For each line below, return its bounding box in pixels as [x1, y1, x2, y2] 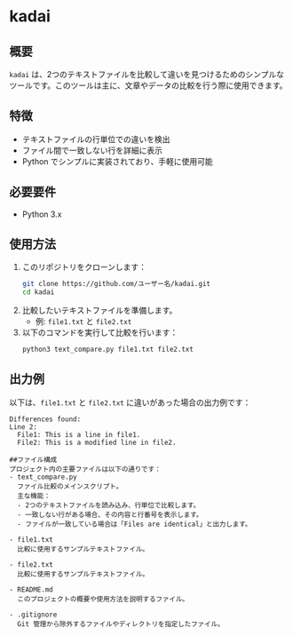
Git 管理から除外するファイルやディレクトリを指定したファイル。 [17, 619, 225, 628]
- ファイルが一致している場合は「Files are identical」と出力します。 [17, 520, 252, 529]
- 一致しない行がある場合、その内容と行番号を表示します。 [17, 510, 203, 519]
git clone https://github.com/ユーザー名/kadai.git [21, 280, 211, 289]
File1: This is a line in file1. [17, 430, 141, 439]
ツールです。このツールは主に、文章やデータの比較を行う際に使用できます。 [9, 80, 288, 91]
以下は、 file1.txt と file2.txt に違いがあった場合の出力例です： [9, 397, 251, 408]
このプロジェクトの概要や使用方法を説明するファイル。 [17, 594, 189, 603]
